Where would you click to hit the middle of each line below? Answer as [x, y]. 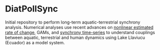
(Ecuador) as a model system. [35, 42]
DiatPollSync [32, 9]
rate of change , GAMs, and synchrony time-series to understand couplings [80, 32]
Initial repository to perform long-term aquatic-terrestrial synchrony [73, 22]
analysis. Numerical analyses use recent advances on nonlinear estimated [79, 27]
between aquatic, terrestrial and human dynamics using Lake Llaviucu [75, 37]
